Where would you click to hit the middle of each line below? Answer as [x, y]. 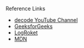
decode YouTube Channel [46, 20]
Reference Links [26, 9]
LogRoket [26, 33]
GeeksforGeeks [33, 26]
